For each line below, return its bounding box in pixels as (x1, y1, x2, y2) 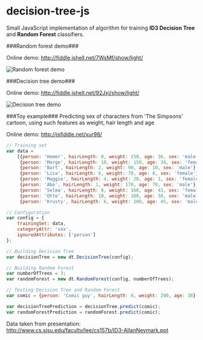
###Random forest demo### (6, 42, 79, 50)
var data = (6, 148, 34, 154)
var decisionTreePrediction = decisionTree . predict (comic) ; (6, 303, 161, 309)
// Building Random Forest (6, 265, 74, 271)
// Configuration (6, 210, 50, 216)
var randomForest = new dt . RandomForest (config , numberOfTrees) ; (6, 276, 174, 282)
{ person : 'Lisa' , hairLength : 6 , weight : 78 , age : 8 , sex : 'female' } (19, 170, 199, 176)
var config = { (6, 215, 45, 221)
